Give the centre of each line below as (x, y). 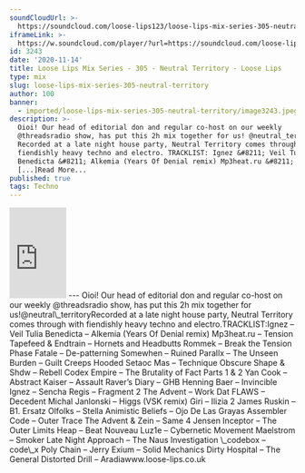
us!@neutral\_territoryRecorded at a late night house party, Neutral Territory (151, 315)
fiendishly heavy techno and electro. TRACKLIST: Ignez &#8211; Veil (152, 153)
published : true (40, 178)
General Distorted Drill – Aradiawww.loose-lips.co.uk (108, 459)
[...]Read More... (53, 170)
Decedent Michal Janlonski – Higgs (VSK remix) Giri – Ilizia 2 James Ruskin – (152, 401)
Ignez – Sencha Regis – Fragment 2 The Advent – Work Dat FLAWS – (138, 392)
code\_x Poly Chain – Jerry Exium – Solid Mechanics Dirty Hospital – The (145, 449)
